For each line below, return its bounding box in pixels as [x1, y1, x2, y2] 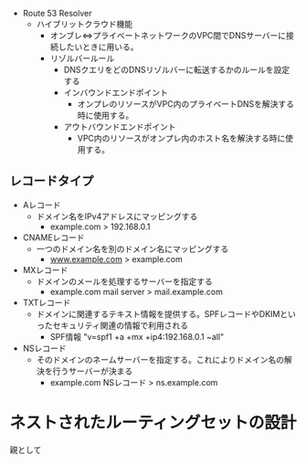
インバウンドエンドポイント [63, 87, 169, 98]
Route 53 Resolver [22, 8, 92, 18]
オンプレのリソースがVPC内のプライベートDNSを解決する [77, 99, 295, 109]
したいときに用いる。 [58, 41, 139, 52]
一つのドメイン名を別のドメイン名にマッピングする [36, 243, 229, 254]
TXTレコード [22, 297, 71, 308]
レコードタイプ [9, 174, 94, 189]
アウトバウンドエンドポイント [63, 121, 176, 132]
